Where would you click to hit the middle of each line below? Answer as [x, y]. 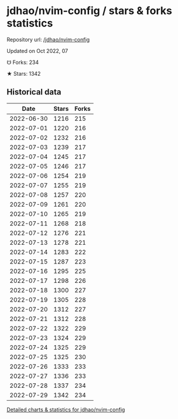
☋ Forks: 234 [23, 62]
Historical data [34, 92]
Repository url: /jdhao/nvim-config [48, 39]
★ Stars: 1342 [24, 73]
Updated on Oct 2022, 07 [37, 50]
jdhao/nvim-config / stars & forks [89, 11]
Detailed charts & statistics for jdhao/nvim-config [66, 410]
